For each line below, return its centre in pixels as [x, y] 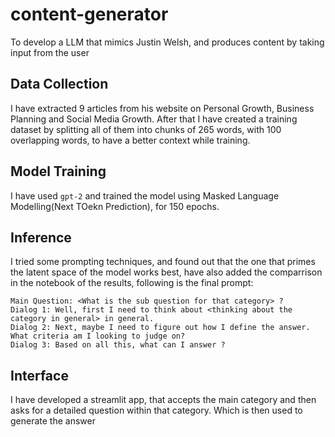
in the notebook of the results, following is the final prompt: [132, 283]
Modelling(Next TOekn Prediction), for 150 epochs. [115, 206]
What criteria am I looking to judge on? [98, 336]
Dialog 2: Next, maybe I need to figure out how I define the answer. [160, 328]
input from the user [50, 52]
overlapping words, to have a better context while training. [130, 140]
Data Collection [59, 84]
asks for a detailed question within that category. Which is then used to [156, 410]
